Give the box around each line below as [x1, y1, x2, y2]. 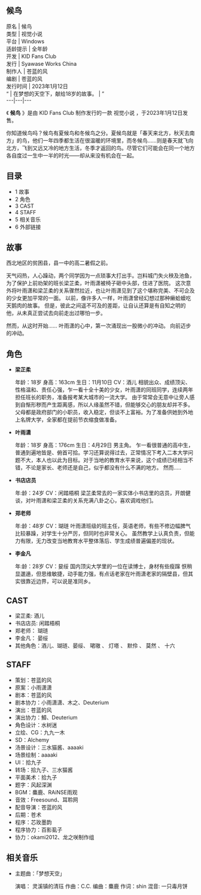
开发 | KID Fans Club [6, 53, 57, 60]
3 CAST [14, 202, 34, 210]
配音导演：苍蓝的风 [14, 803, 63, 811]
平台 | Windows [6, 38, 45, 45]
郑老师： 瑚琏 [14, 627, 48, 635]
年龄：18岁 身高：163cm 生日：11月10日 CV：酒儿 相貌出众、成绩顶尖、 [14, 379, 191, 386]
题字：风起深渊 [14, 781, 52, 788]
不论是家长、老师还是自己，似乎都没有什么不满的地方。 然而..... [25, 464, 181, 471]
